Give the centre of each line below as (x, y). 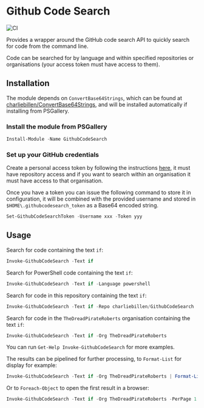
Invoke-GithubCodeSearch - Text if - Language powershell (78, 284)
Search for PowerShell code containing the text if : (70, 273)
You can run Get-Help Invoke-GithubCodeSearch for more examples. (90, 347)
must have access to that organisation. (55, 181)
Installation (28, 83)
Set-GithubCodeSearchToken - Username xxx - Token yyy (74, 216)
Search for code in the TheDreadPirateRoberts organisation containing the (98, 318)
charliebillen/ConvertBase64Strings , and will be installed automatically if (97, 104)
